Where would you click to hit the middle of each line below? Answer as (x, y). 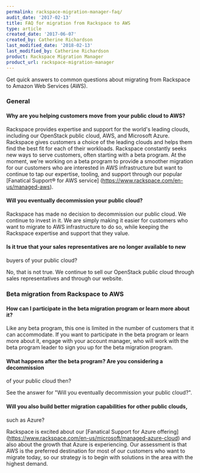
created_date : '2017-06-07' (42, 34)
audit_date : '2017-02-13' (39, 17)
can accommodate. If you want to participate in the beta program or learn (97, 334)
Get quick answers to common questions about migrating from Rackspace (98, 80)
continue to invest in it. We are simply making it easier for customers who (97, 220)
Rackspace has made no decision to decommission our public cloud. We (96, 214)
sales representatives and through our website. (65, 278)
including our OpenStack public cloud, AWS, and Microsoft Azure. (88, 136)
